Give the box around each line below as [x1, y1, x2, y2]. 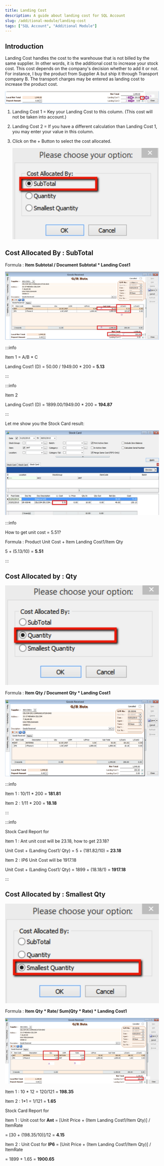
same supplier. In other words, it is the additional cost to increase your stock [5, 60, 159, 66]
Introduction [5, 42, 44, 50]
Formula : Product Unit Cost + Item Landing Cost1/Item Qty [5, 539, 123, 545]
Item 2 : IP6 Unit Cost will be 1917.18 [5, 857, 77, 863]
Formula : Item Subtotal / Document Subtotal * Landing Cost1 [5, 262, 131, 268]
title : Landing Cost [5, 8, 47, 13]
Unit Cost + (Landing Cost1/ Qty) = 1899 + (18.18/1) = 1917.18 [5, 867, 126, 872]
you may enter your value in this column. [12, 129, 94, 135]
